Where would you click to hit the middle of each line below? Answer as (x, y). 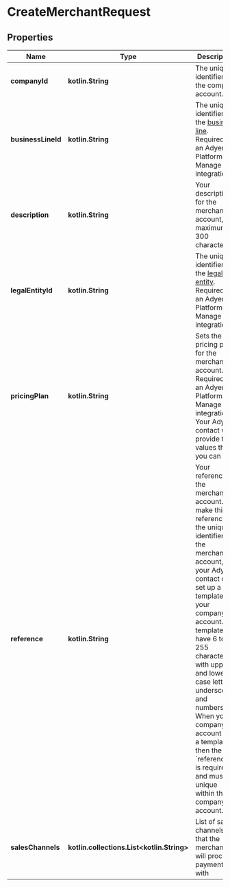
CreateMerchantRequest (79, 12)
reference (27, 639)
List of (205, 821)
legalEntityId (31, 290)
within (205, 793)
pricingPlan (30, 396)
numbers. (210, 707)
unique (206, 785)
